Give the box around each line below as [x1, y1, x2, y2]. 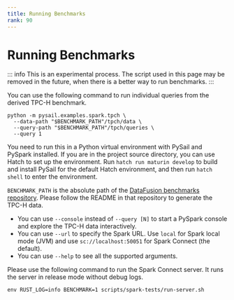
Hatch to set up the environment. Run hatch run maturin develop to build [7, 158, 218, 166]
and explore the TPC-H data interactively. [17, 222, 138, 231]
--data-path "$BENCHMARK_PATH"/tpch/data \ [13, 118, 142, 125]
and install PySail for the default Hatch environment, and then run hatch [7, 165, 213, 174]
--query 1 [13, 130, 42, 137]
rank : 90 [7, 17, 33, 24]
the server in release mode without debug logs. [7, 273, 143, 281]
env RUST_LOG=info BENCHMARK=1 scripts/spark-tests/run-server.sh [7, 287, 205, 294]
